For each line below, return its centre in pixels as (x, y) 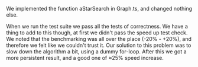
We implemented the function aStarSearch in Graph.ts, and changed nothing (99, 9)
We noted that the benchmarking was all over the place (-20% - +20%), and (99, 39)
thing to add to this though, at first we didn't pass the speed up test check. (97, 33)
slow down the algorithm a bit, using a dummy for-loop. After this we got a (97, 52)
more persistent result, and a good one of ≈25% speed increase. (85, 58)
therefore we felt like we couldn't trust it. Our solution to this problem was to (99, 45)
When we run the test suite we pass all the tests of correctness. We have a (97, 26)
